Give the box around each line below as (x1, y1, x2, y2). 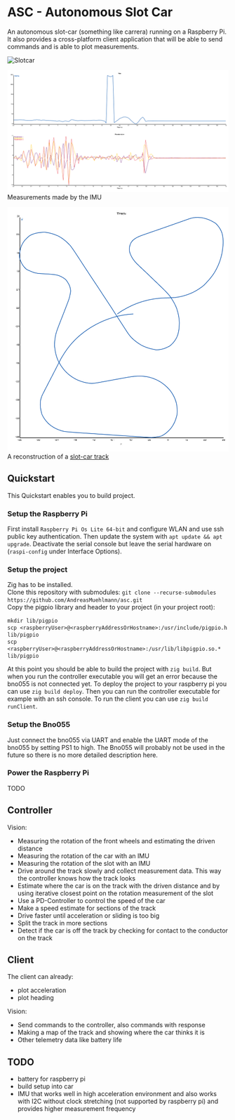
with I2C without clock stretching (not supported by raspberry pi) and (17, 1097, 219, 1106)
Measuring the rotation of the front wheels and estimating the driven (17, 836, 215, 845)
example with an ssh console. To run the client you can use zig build (7, 694, 208, 703)
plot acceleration (17, 986, 67, 994)
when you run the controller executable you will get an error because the (7, 672, 217, 681)
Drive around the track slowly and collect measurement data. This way (17, 867, 222, 875)
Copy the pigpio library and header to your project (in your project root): (7, 603, 215, 612)
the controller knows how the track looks (17, 874, 135, 882)
